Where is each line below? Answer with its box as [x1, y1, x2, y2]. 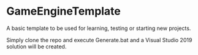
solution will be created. [6, 43, 67, 50]
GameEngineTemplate [6, 4, 121, 18]
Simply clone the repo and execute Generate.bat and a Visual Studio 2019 [6, 36, 192, 43]
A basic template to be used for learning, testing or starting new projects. [6, 24, 191, 32]
